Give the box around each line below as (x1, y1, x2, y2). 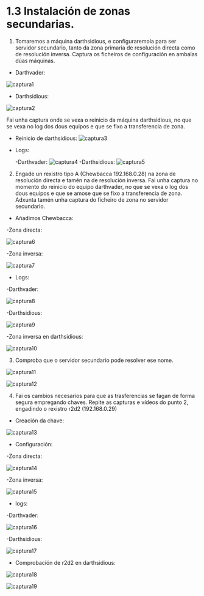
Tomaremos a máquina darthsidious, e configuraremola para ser (15, 37, 177, 45)
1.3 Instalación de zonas (6, 4, 131, 18)
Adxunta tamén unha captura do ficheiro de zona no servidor (15, 196, 169, 203)
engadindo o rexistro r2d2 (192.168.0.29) (15, 405, 118, 412)
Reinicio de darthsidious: (15, 134, 77, 142)
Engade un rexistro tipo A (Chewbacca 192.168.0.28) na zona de (15, 170, 176, 177)
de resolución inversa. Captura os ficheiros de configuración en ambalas (15, 50, 198, 57)
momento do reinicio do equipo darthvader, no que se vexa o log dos (15, 183, 189, 190)
